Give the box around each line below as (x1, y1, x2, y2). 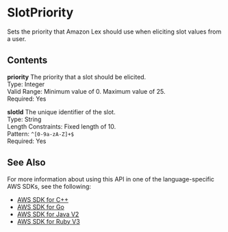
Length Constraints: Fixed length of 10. (7, 122, 116, 131)
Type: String (7, 115, 42, 123)
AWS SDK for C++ (16, 195, 68, 203)
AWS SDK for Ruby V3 (16, 217, 80, 225)
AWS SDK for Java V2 (16, 210, 79, 218)
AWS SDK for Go (16, 203, 65, 211)
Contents (7, 55, 48, 66)
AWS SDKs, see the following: (7, 182, 91, 190)
